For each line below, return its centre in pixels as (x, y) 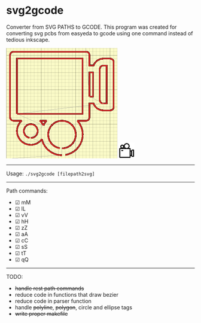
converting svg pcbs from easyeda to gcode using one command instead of (100, 33)
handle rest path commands (49, 288)
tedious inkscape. (28, 39)
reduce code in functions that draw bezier (66, 294)
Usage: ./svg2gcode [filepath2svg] (51, 173)
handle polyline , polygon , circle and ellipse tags (74, 307)
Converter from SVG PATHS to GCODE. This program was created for (92, 27)
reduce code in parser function (53, 301)
